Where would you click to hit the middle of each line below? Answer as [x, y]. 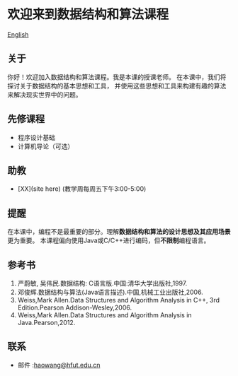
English [18, 34]
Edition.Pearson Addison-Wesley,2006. [75, 307]
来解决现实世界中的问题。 [45, 94]
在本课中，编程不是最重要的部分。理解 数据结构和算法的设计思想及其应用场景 [119, 232]
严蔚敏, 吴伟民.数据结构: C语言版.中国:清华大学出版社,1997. [102, 283]
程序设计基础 [36, 137]
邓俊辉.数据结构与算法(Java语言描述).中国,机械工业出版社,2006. [110, 292]
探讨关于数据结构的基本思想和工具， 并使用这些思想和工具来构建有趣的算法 [117, 86]
